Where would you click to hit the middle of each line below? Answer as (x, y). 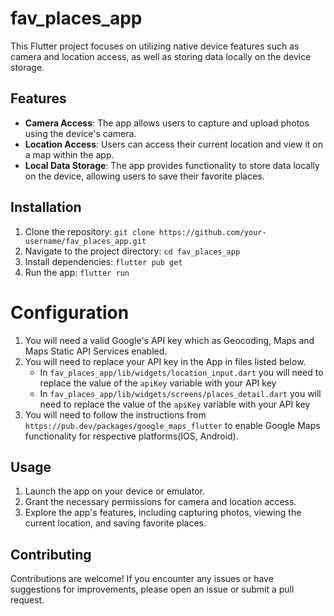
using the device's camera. (80, 133)
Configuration (70, 312)
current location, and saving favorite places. (115, 523)
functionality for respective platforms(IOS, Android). (131, 436)
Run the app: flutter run (77, 272)
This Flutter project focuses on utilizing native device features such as (155, 46)
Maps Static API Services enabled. (96, 351)
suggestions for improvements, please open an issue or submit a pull (152, 589)
